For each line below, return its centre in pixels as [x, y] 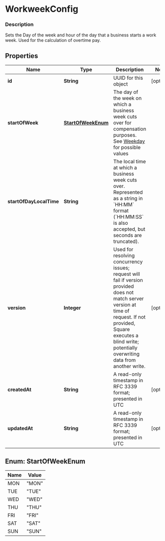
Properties [22, 56]
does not [124, 293]
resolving [124, 256]
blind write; [126, 342]
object [121, 84]
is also [121, 223]
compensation [130, 129]
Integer [72, 308]
